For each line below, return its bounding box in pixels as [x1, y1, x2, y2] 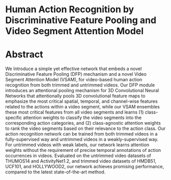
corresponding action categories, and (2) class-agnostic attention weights [5, 120, 161, 126]
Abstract [5, 49, 43, 60]
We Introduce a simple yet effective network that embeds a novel [5, 65, 142, 72]
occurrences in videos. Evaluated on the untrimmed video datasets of [5, 152, 152, 159]
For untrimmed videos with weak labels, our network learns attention [5, 142, 149, 148]
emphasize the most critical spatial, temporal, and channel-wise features [5, 98, 158, 104]
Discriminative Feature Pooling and [5, 14, 157, 26]
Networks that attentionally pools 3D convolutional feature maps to [5, 93, 146, 99]
